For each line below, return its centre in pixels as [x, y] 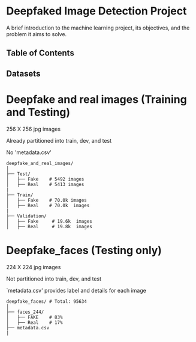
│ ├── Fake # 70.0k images [46, 200]
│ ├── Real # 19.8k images [49, 226]
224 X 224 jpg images [34, 267]
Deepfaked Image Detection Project [97, 11]
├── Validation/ [26, 216]
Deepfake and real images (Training [97, 99]
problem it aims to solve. [37, 34]
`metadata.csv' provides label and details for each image [76, 290]
